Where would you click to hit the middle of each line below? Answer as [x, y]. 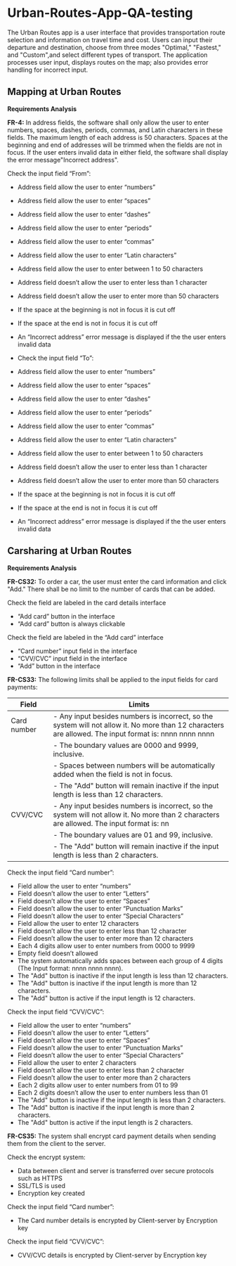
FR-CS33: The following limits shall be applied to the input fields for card [113, 679]
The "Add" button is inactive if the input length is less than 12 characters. [123, 976]
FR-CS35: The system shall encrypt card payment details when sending [112, 1136]
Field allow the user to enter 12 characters [78, 923]
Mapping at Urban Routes [64, 92]
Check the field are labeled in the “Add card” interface [85, 637]
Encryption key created [51, 1193]
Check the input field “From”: [49, 173]
